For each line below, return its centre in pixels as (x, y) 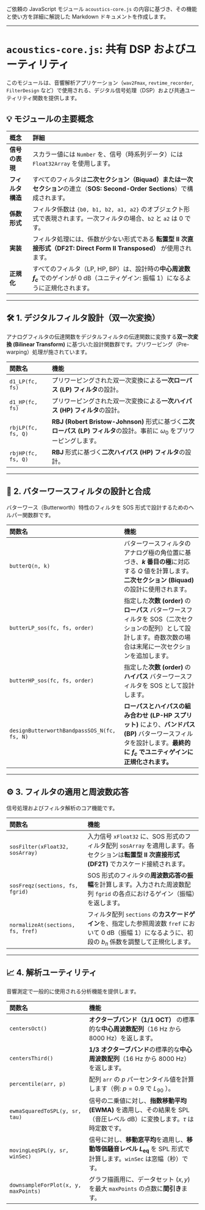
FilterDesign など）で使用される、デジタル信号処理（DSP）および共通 (95, 90)
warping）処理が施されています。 (48, 352)
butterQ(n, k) (30, 566)
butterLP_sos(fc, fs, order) (52, 628)
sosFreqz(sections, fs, (44, 886)
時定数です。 (107, 1128)
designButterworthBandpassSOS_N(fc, (63, 730)
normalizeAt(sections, (42, 925)
